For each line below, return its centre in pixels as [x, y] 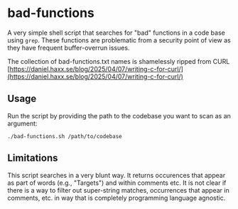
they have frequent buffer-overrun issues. [69, 47]
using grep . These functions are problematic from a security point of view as [119, 40]
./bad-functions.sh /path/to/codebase [65, 136]
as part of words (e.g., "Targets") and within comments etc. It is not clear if [117, 183]
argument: [22, 123]
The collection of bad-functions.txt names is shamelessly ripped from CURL [119, 61]
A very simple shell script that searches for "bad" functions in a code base [116, 33]
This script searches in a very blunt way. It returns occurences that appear [117, 175]
